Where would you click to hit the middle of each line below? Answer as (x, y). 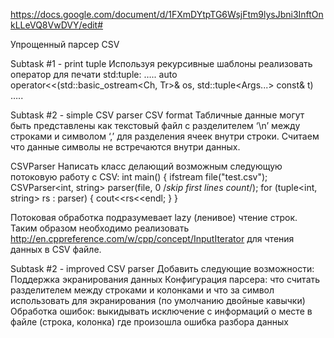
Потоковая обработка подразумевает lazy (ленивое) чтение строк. (154, 217)
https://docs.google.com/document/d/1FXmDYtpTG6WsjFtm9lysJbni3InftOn (167, 14)
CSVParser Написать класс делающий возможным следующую (146, 166)
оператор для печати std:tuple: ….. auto (94, 74)
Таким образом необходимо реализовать (100, 228)
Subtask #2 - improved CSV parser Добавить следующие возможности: (162, 268)
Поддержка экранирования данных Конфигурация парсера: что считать (165, 279)
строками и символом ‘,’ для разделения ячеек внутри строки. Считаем (165, 136)
